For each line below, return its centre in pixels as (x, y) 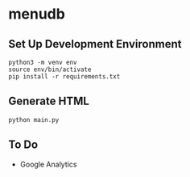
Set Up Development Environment (95, 44)
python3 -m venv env (43, 62)
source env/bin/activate (50, 70)
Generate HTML (49, 101)
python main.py (34, 120)
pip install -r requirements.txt (64, 77)
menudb (37, 14)
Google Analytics (48, 164)
